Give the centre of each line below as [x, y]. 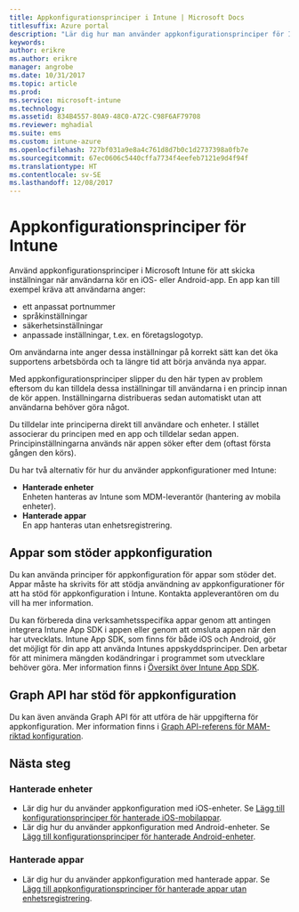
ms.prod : [25, 92]
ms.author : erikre [43, 59]
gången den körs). [43, 453]
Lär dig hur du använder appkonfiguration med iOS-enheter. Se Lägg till [153, 808]
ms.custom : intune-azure [55, 141]
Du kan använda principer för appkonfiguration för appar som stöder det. [143, 574]
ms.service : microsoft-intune [65, 100]
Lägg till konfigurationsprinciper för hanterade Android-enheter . [139, 836]
